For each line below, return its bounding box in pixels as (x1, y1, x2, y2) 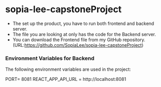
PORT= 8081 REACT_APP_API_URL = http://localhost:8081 (5, 76, 126, 82)
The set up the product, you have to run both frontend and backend (12, 20, 154, 26)
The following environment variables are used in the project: (5, 66, 131, 72)
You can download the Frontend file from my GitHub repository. (12, 37, 146, 43)
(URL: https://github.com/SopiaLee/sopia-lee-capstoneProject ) (12, 42, 144, 48)
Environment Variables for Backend (5, 54, 95, 62)
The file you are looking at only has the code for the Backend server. (12, 31, 156, 37)
